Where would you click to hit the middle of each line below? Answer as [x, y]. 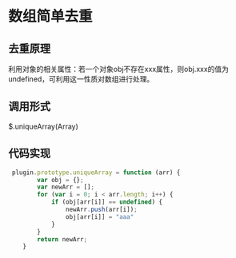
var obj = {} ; [60, 180]
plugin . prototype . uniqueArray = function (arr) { [96, 173]
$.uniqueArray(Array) [43, 126]
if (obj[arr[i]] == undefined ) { [106, 202]
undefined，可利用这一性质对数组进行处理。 [81, 79]
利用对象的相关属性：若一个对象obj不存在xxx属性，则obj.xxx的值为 [119, 69]
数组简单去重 [51, 16]
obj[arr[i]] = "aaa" [100, 216]
